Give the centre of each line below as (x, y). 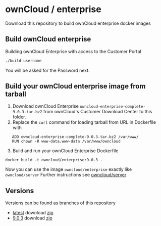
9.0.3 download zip (32, 218)
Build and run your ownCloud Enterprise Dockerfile (65, 151)
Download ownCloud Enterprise (46, 106)
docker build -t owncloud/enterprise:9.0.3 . (54, 160)
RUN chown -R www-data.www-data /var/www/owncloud (66, 142)
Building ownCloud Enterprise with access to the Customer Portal (73, 51)
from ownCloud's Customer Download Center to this (98, 112)
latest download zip (33, 213)
